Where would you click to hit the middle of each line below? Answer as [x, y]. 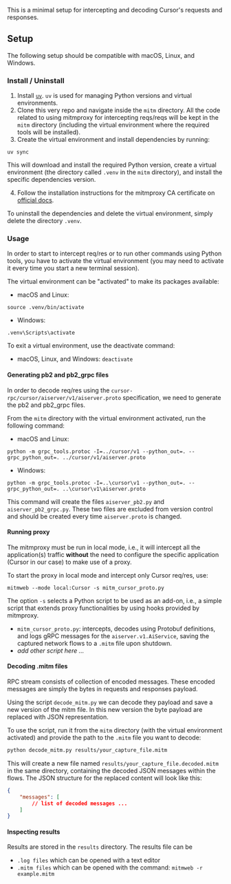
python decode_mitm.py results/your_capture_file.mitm [87, 750]
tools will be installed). [49, 132]
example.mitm [36, 874]
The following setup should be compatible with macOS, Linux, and [101, 55]
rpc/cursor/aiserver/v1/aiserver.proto [64, 398]
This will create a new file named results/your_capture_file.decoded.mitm [113, 763]
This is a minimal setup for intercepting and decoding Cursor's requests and [115, 10]
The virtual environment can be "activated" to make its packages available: [113, 282]
